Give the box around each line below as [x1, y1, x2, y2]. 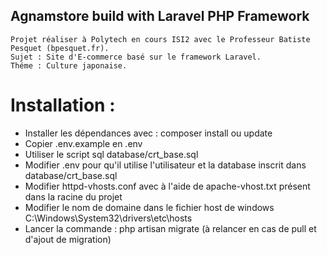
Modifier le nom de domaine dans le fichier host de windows [24, 201, 275, 213]
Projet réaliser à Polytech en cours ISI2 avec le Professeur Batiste [10, 34, 311, 44]
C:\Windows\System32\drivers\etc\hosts [24, 212, 193, 224]
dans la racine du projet [24, 190, 123, 203]
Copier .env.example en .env [24, 137, 143, 149]
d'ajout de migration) [24, 233, 112, 245]
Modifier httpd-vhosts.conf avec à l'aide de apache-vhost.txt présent [24, 180, 311, 192]
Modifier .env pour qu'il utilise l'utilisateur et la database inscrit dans [24, 159, 307, 171]
